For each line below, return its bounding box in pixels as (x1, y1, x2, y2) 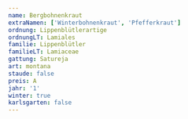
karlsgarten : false (8, 99, 72, 106)
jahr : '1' (8, 84, 41, 92)
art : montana (8, 63, 51, 70)
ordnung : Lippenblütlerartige (8, 26, 108, 34)
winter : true (8, 92, 51, 99)
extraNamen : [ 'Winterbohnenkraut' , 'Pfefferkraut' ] (8, 19, 181, 27)
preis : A (8, 77, 37, 85)
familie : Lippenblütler (8, 41, 87, 49)
